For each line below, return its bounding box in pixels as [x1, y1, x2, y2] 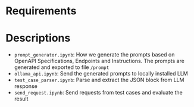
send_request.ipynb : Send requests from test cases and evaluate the [14, 89, 183, 96]
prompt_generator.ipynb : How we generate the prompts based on [14, 51, 175, 58]
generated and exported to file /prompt [14, 64, 109, 71]
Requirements [5, 4, 77, 18]
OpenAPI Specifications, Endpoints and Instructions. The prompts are [14, 58, 185, 65]
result [14, 95, 29, 102]
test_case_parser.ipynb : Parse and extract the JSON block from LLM [14, 76, 184, 84]
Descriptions [5, 32, 71, 45]
